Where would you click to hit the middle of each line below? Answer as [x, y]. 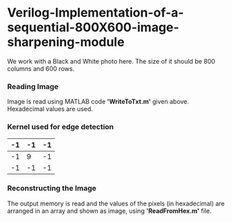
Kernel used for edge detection [61, 127]
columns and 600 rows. [41, 68]
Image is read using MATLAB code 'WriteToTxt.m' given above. [98, 102]
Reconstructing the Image [52, 188]
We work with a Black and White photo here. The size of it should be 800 [111, 61]
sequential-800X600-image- [93, 27]
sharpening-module [66, 42]
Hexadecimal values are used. [50, 109]
